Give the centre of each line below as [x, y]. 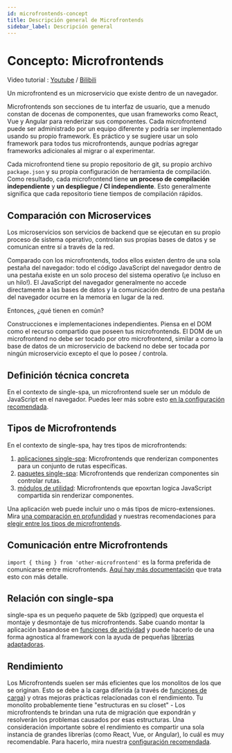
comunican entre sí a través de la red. [61, 247]
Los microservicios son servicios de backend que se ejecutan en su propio [114, 232]
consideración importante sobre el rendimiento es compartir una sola [106, 727]
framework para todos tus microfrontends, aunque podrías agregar [103, 143]
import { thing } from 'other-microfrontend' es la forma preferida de [109, 562]
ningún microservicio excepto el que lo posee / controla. [88, 353]
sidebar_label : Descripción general [60, 26]
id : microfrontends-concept [48, 14]
